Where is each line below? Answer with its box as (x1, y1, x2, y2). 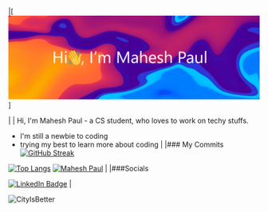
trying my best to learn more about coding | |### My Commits (19, 139, 224, 150)
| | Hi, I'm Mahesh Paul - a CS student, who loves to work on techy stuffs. (8, 116, 249, 126)
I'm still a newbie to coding (19, 132, 108, 141)
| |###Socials (104, 163, 149, 174)
